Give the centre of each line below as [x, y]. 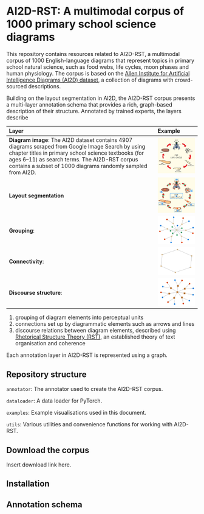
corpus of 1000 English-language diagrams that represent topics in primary [100, 60]
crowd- [184, 80]
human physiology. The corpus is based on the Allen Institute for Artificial [98, 73]
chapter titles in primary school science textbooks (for [76, 153]
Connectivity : [26, 262]
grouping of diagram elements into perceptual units [79, 317]
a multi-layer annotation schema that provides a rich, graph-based [89, 104]
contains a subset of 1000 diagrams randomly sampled [78, 166]
